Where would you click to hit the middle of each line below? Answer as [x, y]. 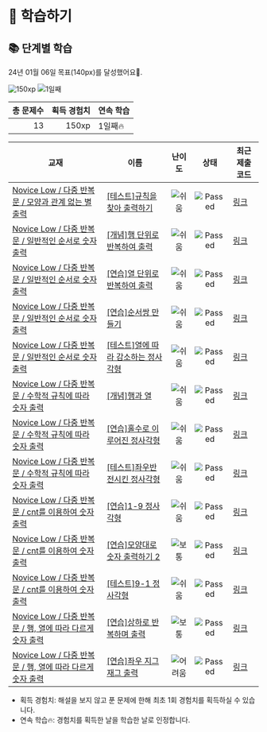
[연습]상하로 [128, 622]
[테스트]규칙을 [132, 196]
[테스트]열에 [128, 345]
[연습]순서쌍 [128, 312]
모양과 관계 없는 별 [59, 202]
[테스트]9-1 [129, 583]
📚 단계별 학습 [41, 48]
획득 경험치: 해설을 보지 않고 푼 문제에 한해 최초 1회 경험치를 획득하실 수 [130, 700]
